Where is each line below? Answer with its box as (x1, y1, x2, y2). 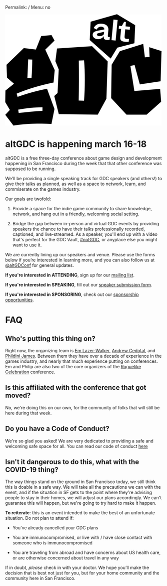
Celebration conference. (5, 369, 55, 375)
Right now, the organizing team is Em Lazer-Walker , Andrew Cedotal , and (5, 347, 156, 353)
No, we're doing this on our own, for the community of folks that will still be (5, 404, 160, 410)
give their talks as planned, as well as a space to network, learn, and (5, 181, 146, 187)
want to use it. (12, 242, 42, 248)
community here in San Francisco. (5, 575, 76, 581)
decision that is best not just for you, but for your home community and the (5, 570, 159, 576)
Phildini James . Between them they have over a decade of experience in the (5, 353, 162, 359)
